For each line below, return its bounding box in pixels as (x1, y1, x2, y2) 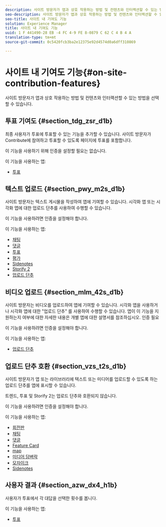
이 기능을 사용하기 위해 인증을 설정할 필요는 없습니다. (5, 147, 107, 154)
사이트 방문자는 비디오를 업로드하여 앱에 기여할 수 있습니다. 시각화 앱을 (5, 302, 141, 308)
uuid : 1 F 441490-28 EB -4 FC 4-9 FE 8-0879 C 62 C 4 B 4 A (5, 30, 132, 35)
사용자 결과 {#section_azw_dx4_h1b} (5, 481, 118, 489)
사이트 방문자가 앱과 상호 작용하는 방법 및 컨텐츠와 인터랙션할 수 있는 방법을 (5, 95, 150, 101)
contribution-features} (5, 77, 101, 89)
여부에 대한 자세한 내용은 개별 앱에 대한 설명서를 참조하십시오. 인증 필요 (22, 315, 160, 321)
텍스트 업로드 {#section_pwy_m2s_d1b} (5, 185, 125, 193)
